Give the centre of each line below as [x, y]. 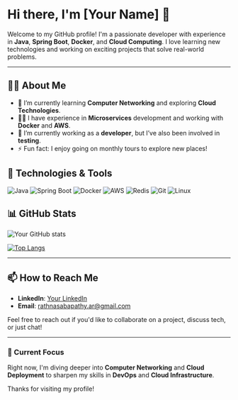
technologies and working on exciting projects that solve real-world [106, 49]
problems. [22, 57]
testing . [29, 140]
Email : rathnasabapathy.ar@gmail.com [74, 306]
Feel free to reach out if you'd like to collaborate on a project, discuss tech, [117, 320]
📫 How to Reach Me [53, 278]
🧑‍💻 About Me [37, 85]
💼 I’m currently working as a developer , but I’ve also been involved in [119, 133]
